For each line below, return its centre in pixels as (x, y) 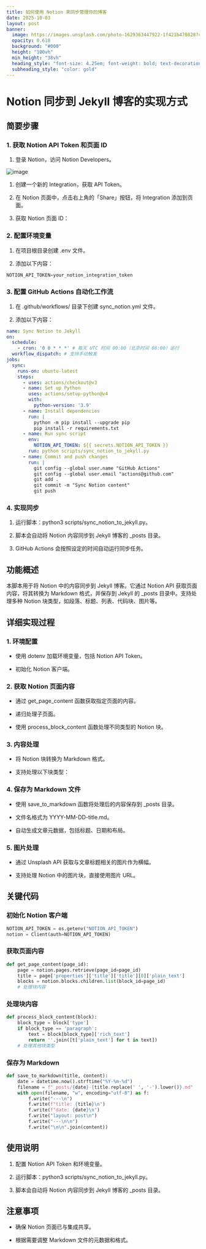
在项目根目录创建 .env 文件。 (52, 250)
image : (20, 35)
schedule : (24, 343)
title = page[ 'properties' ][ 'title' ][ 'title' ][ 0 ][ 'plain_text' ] (101, 976)
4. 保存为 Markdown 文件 (44, 789)
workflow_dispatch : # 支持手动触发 (55, 354)
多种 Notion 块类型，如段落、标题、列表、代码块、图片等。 (86, 601)
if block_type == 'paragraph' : (57, 1029)
